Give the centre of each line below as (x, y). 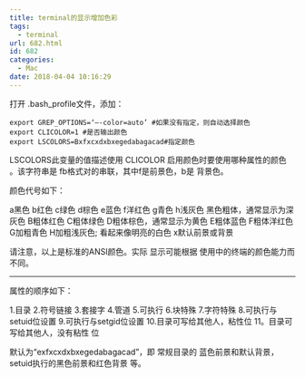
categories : (32, 60)
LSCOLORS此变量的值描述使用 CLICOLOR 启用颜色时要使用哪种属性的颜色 (148, 159)
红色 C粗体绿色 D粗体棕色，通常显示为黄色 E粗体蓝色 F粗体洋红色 (171, 221)
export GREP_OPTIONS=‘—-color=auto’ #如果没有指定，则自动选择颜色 (130, 122)
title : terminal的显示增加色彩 (64, 18)
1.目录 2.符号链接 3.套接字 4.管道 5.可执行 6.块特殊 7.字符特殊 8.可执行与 (143, 310)
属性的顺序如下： (41, 290)
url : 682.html (36, 43)
